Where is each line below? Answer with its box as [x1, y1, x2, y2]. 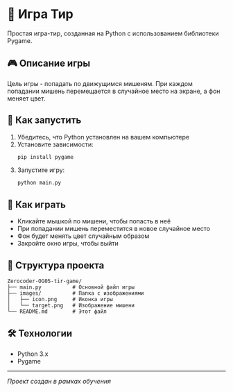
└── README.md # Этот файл [7, 308, 107, 315]
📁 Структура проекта [7, 259, 105, 271]
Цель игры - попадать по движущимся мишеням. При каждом [7, 79, 193, 87]
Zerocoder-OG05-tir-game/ [7, 278, 82, 284]
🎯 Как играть [7, 198, 66, 210]
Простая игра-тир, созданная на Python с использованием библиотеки [7, 29, 220, 37]
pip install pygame [17, 153, 74, 160]
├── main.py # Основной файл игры [7, 284, 135, 291]
